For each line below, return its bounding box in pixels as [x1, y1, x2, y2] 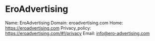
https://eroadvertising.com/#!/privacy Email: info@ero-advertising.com [5, 30, 150, 36]
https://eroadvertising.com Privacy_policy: [5, 25, 92, 31]
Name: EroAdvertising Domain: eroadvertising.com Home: [5, 20, 123, 26]
